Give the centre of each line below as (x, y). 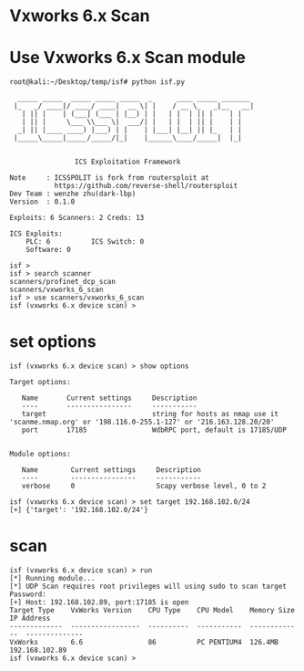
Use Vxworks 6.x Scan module (127, 58)
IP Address (30, 618)
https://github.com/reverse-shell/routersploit (146, 186)
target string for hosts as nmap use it (150, 414)
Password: (28, 594)
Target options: (40, 383)
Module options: (40, 454)
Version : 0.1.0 (42, 202)
